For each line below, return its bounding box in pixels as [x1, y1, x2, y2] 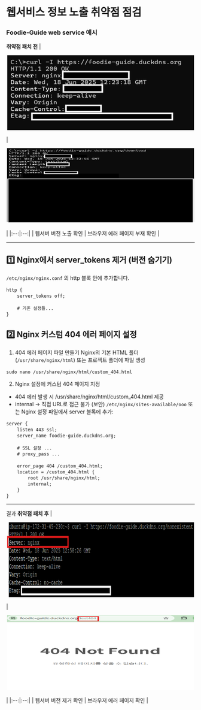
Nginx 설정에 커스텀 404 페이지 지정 [14, 380, 100, 388]
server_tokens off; [17, 293, 66, 300]
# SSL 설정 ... [17, 445, 53, 451]
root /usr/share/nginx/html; [28, 475, 100, 481]
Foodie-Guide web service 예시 [6, 28, 98, 37]
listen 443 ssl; [17, 427, 58, 433]
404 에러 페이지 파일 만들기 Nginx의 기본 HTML [14, 349, 128, 356]
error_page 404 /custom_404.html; [17, 463, 103, 469]
